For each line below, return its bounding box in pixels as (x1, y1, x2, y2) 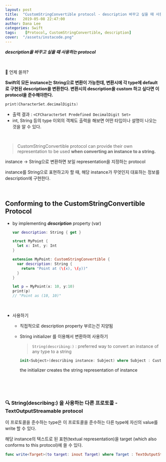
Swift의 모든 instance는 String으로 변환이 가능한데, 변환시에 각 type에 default (5, 80, 158, 85)
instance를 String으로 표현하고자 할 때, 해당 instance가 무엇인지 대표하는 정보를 (5, 169, 160, 175)
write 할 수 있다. (5, 425, 37, 431)
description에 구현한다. (5, 175, 51, 181)
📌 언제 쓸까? (5, 69, 29, 75)
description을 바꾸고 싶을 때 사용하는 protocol (5, 49, 96, 55)
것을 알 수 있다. (12, 124, 41, 129)
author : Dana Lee (5, 21, 41, 26)
